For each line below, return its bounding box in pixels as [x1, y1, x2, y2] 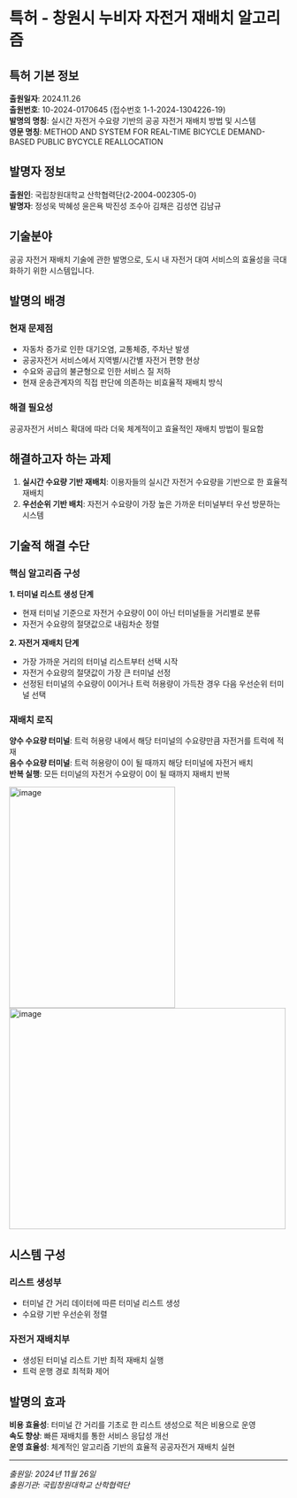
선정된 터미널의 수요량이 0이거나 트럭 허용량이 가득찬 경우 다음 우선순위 [21, 679, 268, 689]
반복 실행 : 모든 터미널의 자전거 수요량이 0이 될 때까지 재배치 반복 [9, 769, 231, 780]
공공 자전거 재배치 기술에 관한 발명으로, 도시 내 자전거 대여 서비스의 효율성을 [9, 254, 271, 265]
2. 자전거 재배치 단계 [9, 638, 80, 649]
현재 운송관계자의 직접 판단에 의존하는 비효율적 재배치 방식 [21, 377, 224, 388]
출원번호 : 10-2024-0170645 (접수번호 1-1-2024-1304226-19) [9, 104, 226, 115]
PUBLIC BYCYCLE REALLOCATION [36, 136, 164, 147]
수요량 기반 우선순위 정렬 [21, 1309, 108, 1319]
